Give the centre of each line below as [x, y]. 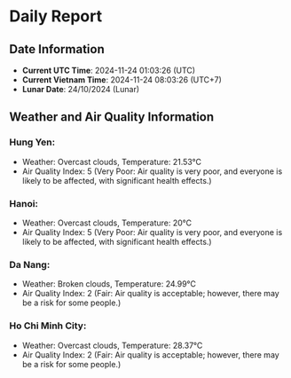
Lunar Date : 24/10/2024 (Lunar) [81, 89]
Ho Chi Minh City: [48, 326]
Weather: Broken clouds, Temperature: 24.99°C [109, 284]
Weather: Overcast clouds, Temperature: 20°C [107, 223]
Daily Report [56, 16]
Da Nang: [30, 264]
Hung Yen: [32, 142]
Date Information [57, 49]
